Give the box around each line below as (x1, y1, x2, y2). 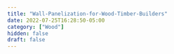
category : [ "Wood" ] (7, 23, 65, 30)
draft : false (7, 36, 46, 43)
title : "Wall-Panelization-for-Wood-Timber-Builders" (7, 10, 168, 18)
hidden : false (7, 29, 49, 37)
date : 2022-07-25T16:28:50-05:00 (7, 17, 105, 24)
